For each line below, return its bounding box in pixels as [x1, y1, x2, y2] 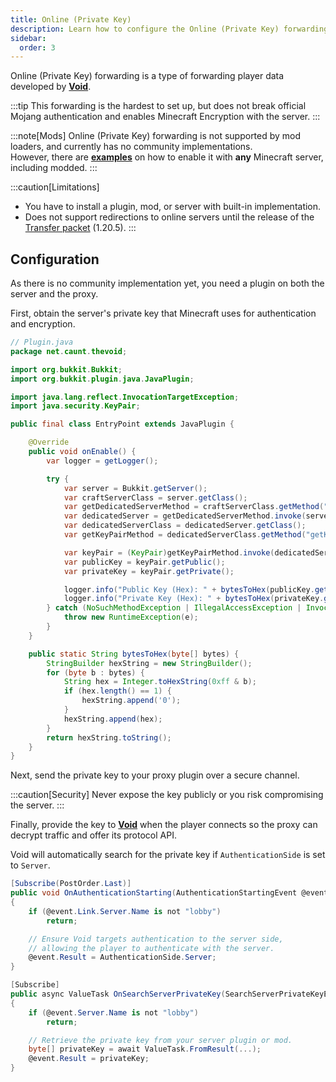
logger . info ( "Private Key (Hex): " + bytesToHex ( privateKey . [63, 594, 325, 604]
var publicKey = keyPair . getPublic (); [63, 557, 226, 567]
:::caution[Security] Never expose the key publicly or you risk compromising [10, 789, 324, 801]
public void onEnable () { [28, 447, 137, 457]
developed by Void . [10, 81, 92, 93]
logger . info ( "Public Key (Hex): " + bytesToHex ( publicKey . [63, 584, 315, 595]
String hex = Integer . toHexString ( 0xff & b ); [63, 677, 257, 687]
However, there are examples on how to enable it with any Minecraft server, [10, 151, 324, 163]
